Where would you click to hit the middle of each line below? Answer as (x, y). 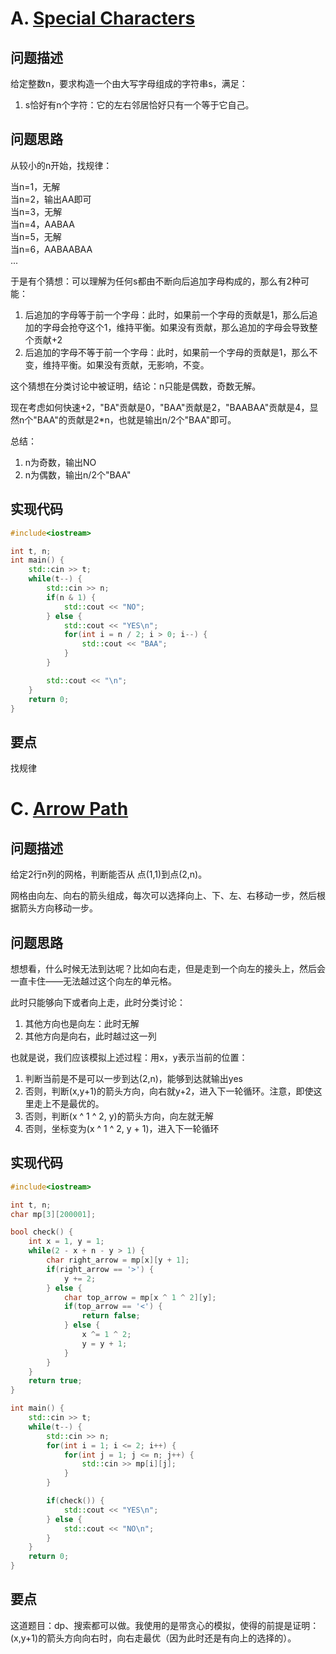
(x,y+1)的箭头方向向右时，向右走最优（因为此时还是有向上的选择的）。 (153, 1638)
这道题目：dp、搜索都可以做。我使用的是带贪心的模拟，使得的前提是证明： (165, 1625)
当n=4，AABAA (42, 224)
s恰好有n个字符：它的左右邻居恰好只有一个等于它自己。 (139, 105)
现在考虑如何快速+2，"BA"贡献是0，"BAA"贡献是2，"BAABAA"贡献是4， (160, 407)
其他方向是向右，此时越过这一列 (90, 1036)
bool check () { (42, 1232)
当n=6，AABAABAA (51, 249)
